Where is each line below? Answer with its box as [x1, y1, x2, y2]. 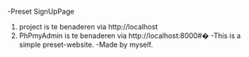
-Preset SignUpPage [7, 7, 75, 16]
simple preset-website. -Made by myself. [18, 40, 154, 49]
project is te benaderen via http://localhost [18, 22, 159, 31]
